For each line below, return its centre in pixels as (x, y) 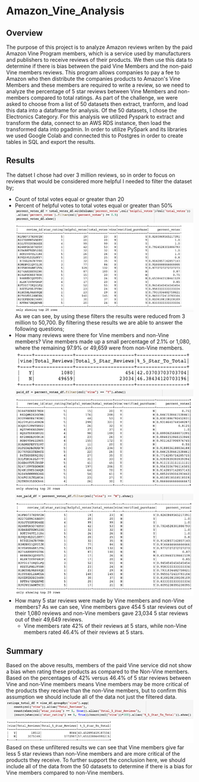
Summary (25, 651)
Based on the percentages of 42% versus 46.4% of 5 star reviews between (99, 678)
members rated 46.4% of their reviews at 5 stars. (84, 632)
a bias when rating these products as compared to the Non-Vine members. (98, 672)
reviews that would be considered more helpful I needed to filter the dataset (99, 181)
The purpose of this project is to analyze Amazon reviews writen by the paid (99, 47)
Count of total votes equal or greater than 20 (70, 199)
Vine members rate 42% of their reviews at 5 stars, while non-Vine (105, 626)
